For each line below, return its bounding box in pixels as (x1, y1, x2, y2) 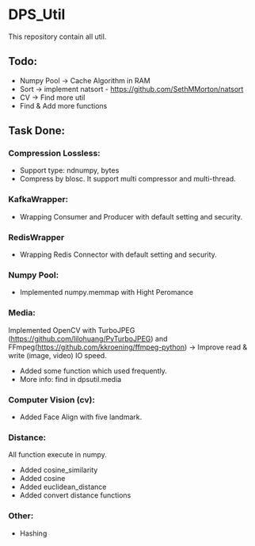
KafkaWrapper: (8, 194, 69, 205)
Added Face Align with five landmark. (19, 412, 143, 422)
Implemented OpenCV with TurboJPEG (8, 325, 135, 334)
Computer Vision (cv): (8, 394, 95, 405)
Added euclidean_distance (19, 482, 107, 492)
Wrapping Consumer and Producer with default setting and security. (19, 212, 243, 221)
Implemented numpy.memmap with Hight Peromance (19, 288, 194, 297)
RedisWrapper (8, 231, 65, 242)
